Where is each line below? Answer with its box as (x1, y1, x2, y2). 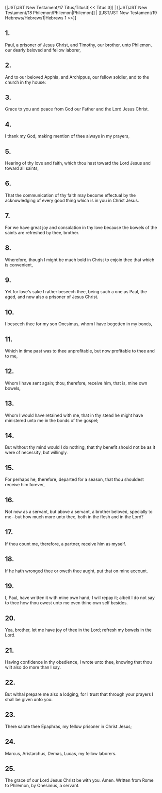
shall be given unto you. (5, 696, 53, 702)
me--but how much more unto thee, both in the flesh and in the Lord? (5, 514, 144, 520)
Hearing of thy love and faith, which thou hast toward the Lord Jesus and (5, 160, 151, 166)
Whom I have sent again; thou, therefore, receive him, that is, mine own (5, 380, 147, 386)
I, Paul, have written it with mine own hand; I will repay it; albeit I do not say (5, 595, 155, 600)
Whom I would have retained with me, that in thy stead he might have (5, 412, 143, 418)
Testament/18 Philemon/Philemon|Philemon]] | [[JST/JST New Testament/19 (5, 10, 157, 16)
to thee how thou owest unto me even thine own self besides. (5, 600, 128, 606)
